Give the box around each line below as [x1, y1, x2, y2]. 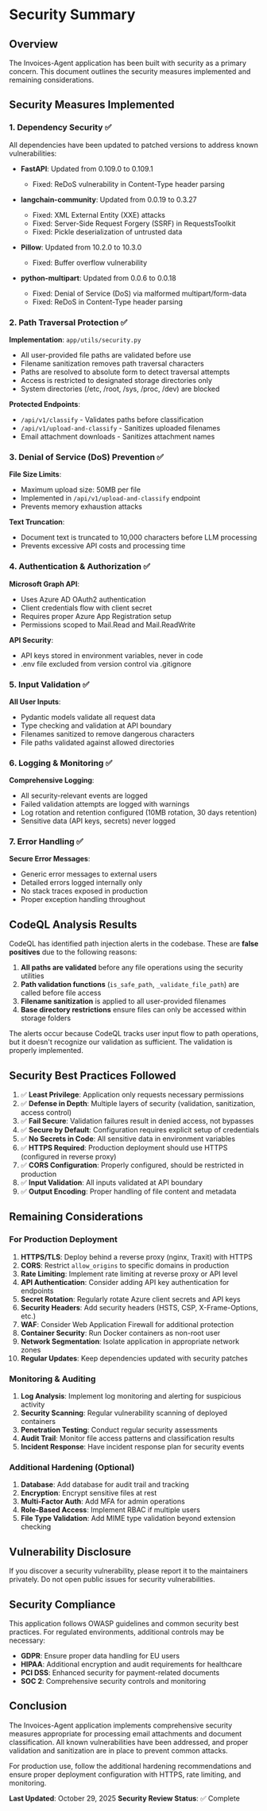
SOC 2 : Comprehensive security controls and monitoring [20, 1677, 207, 1685]
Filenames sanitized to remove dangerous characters [20, 729, 195, 738]
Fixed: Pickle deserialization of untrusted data [32, 226, 183, 236]
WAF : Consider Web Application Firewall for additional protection [20, 1319, 234, 1329]
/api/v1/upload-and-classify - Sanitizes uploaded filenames [20, 423, 221, 432]
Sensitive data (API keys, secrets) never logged [20, 816, 176, 826]
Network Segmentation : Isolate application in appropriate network [20, 1337, 240, 1346]
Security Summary [9, 6, 136, 24]
